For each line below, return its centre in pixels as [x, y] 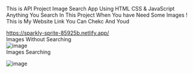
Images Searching [28, 52]
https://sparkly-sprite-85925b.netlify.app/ [58, 33]
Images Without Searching [39, 39]
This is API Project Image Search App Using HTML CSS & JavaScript [91, 9]
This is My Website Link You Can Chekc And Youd [68, 21]
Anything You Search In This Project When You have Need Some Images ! [97, 15]
